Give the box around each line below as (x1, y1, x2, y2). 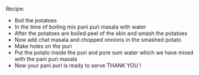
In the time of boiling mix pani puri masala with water (14, 24, 146, 30)
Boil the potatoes (14, 17, 57, 24)
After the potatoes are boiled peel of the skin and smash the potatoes (14, 30, 188, 37)
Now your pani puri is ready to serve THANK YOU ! (14, 62, 142, 69)
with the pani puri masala (14, 56, 77, 62)
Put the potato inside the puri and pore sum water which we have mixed (14, 49, 194, 56)
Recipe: (5, 5, 25, 12)
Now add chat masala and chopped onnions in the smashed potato (14, 36, 182, 43)
